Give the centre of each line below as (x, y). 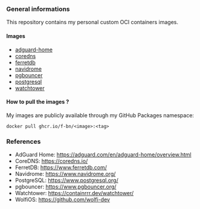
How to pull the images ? (38, 102)
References (24, 141)
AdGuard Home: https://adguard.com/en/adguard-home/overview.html (103, 155)
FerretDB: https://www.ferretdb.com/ (61, 167)
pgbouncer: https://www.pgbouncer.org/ (66, 187)
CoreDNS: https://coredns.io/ (51, 161)
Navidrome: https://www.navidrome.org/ (65, 174)
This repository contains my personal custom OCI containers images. (92, 22)
